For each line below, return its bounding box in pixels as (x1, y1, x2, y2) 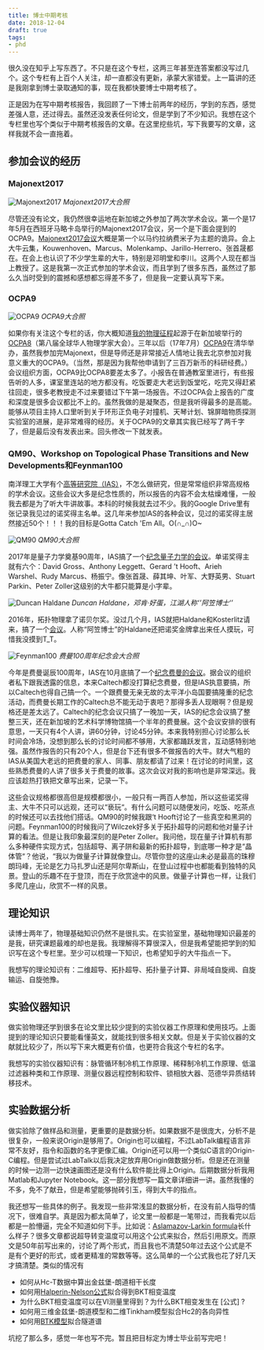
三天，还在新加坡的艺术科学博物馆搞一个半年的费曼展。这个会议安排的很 (14, 717, 249, 727)
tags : (8, 33, 26, 42)
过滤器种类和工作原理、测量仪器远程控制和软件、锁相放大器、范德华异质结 (8, 1069, 249, 1078)
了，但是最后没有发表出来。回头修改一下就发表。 (8, 427, 167, 436)
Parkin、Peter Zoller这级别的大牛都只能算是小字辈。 (8, 581, 177, 591)
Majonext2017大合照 (62, 197, 130, 207)
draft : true (8, 26, 47, 34)
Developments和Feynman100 (8, 460, 123, 471)
